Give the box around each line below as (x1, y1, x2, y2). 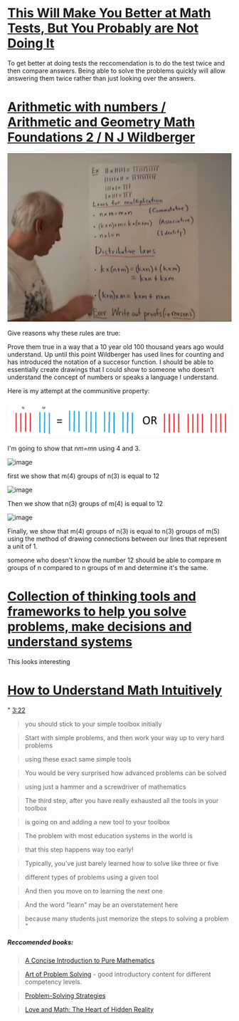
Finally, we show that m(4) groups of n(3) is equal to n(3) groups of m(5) (7, 527, 221, 535)
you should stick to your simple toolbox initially (24, 720, 162, 728)
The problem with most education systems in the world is (24, 831, 193, 840)
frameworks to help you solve (7, 603, 187, 619)
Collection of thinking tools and (7, 588, 197, 604)
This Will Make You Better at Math (7, 5, 211, 21)
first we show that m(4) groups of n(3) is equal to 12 (7, 472, 160, 480)
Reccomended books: (7, 938, 73, 947)
